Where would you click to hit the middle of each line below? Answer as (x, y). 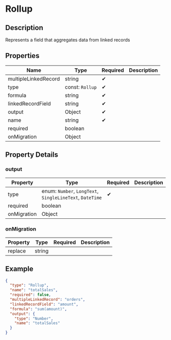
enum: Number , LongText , (70, 191)
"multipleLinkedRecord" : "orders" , (48, 300)
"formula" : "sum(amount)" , (38, 309)
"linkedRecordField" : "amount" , (44, 304)
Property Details (32, 155)
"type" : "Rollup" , (30, 286)
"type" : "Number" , (34, 319)
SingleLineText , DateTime (72, 197)
